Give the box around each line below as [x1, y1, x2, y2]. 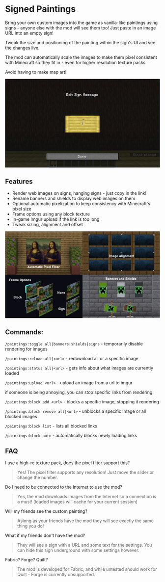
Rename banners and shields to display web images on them [12, 195, 136, 201]
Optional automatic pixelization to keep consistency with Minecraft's [12, 200, 151, 207]
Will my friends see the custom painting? [5, 508, 87, 514]
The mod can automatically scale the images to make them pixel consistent [5, 54, 157, 60]
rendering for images [5, 346, 48, 352]
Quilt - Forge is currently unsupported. [17, 572, 95, 578]
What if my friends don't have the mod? [5, 532, 85, 538]
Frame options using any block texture [12, 211, 90, 217]
